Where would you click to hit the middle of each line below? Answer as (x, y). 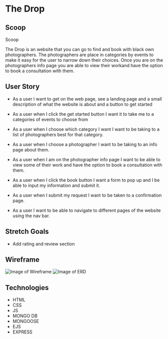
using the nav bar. (31, 216)
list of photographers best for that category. (58, 134)
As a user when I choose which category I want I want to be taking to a (86, 129)
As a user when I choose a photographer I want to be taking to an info (85, 144)
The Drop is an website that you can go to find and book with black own (80, 49)
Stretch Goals (27, 232)
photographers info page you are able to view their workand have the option (84, 65)
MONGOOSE (26, 321)
